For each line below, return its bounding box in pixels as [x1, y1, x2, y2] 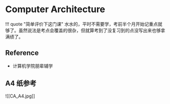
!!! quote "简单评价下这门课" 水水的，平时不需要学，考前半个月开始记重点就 [5, 21, 162, 27]
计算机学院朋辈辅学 [12, 62, 53, 69]
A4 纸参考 [5, 79, 37, 88]
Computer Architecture [5, 4, 106, 15]
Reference [5, 49, 39, 57]
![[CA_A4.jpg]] [5, 93, 36, 99]
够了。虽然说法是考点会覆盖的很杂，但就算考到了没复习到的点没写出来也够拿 [5, 27, 165, 33]
